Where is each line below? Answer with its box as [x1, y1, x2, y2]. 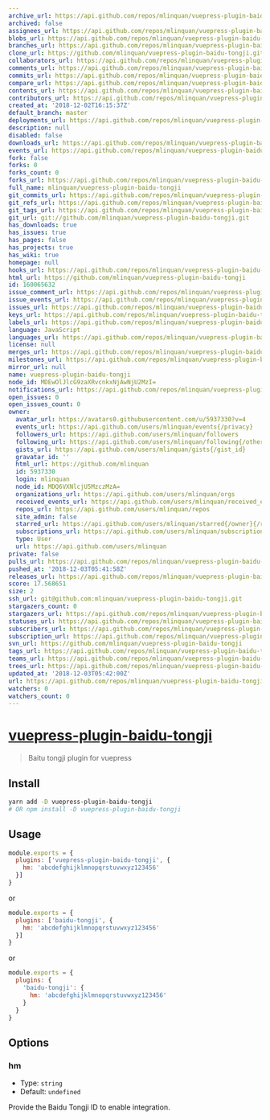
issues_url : [8, 303, 48, 311]
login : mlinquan [15, 475, 70, 483]
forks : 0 [8, 162, 38, 170]
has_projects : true [8, 244, 74, 252]
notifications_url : [8, 385, 74, 394]
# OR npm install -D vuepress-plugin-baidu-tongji [8, 805, 182, 813]
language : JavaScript [8, 326, 81, 334]
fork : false [8, 154, 48, 162]
